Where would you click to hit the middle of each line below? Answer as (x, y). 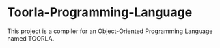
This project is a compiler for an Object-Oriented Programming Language (110, 31)
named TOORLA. (31, 38)
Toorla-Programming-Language (100, 13)
